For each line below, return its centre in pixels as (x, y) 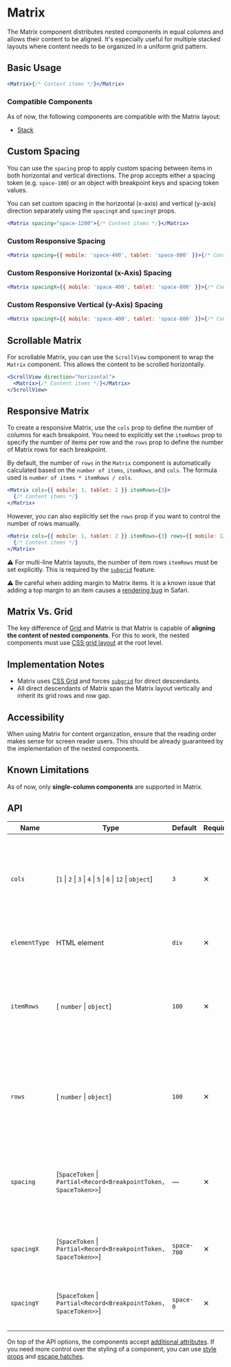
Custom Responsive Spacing (56, 241)
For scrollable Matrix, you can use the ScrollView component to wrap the (111, 357)
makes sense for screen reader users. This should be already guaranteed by (115, 741)
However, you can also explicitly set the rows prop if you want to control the (114, 516)
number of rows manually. (44, 523)
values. (17, 190)
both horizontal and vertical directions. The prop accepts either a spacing (111, 175)
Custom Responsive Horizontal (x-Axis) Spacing (89, 273)
